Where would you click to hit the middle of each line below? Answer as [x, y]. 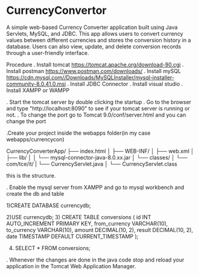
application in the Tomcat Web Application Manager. [71, 266]
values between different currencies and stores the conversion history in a [99, 40]
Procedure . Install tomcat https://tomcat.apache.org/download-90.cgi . [95, 65]
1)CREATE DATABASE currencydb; [49, 205]
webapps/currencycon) [35, 139]
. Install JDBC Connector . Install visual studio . [125, 84]
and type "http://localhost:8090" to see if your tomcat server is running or [98, 108]
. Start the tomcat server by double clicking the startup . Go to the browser [99, 102]
